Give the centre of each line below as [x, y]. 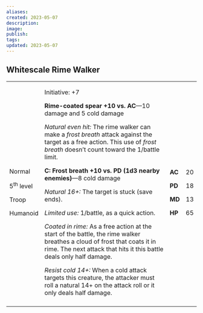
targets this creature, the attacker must [100, 277]
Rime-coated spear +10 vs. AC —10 [97, 106]
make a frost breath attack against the [98, 134]
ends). [53, 199]
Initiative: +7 [62, 92]
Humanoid [24, 213]
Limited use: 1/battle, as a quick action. [100, 213]
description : [23, 23]
